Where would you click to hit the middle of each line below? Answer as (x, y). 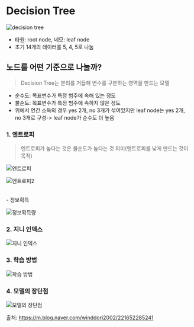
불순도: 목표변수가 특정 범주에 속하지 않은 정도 (68, 102)
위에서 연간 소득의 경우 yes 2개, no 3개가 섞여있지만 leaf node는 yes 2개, (100, 110)
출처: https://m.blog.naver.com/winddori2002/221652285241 (80, 318)
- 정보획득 (18, 200)
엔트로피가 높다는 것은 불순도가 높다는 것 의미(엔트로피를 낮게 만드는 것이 (104, 149)
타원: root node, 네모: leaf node (52, 39)
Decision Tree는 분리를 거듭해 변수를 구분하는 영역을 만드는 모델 (95, 83)
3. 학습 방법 (22, 260)
